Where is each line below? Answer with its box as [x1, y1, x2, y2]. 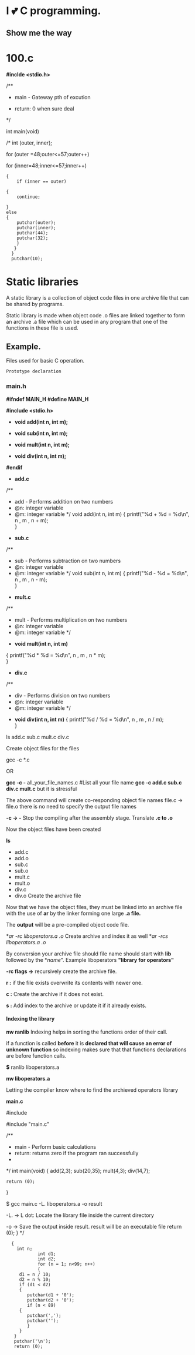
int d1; [37, 1250, 57, 1257]
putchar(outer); [16, 219, 57, 226]
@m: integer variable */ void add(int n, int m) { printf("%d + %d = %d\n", [14, 510, 190, 518]
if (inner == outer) [16, 178, 67, 185]
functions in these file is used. [6, 324, 79, 331]
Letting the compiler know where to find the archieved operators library [6, 1086, 179, 1094]
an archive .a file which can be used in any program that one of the [6, 318, 168, 326]
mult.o [14, 880, 30, 887]
